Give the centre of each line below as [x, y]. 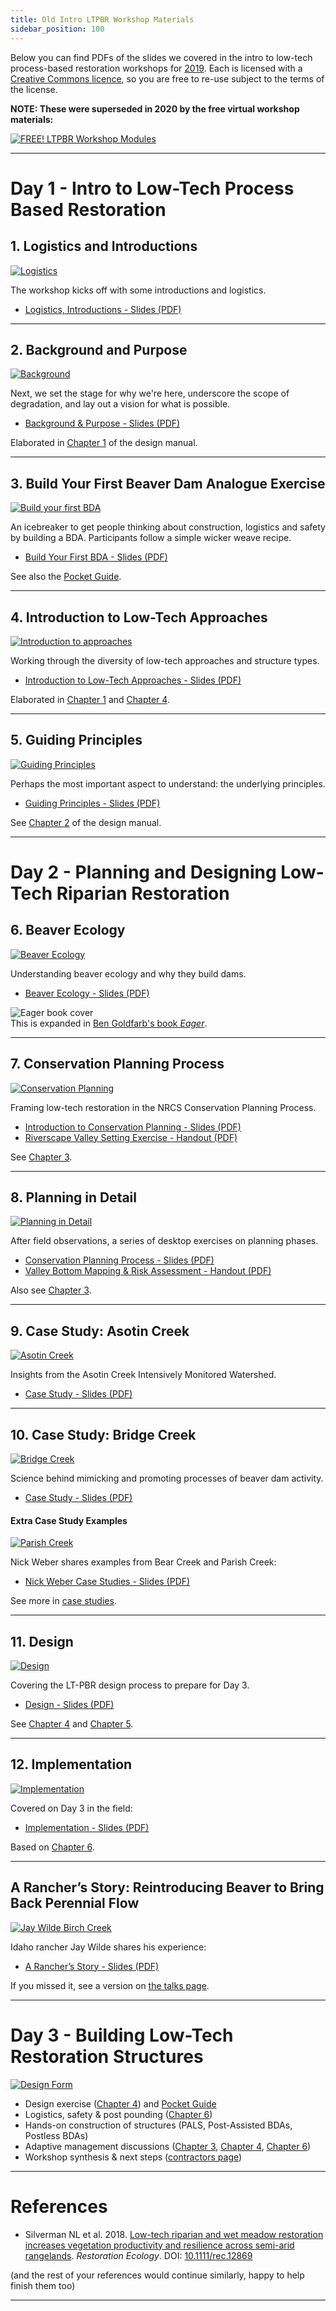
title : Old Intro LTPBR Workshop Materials [102, 19]
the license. [34, 89]
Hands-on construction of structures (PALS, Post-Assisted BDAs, [158, 2125]
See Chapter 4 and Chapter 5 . [72, 1724]
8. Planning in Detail [73, 1197]
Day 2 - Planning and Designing [143, 872]
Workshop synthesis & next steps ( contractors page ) [133, 2157]
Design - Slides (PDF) [69, 1705]
